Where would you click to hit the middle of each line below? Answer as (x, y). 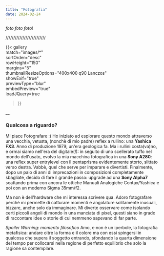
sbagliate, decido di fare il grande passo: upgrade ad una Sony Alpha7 (77, 177)
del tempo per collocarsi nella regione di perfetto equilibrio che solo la (76, 243)
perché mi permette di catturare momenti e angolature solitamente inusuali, (81, 202)
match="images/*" (24, 52)
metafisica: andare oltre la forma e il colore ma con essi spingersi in (73, 233)
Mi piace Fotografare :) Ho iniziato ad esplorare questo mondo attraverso (79, 136)
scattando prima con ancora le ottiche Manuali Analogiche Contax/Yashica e (82, 182)
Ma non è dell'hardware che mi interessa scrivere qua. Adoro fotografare (79, 197)
